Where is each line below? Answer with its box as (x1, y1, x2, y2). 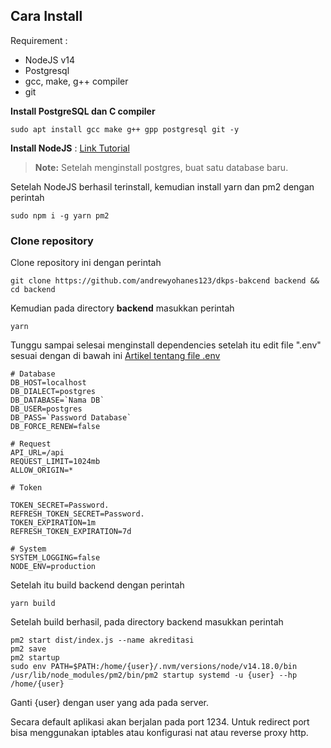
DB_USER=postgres (10, 404, 83, 414)
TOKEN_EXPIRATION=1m (10, 518, 97, 528)
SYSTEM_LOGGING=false (10, 553, 101, 563)
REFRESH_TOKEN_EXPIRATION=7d (10, 527, 132, 537)
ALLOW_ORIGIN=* (10, 465, 74, 476)
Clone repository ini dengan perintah (10, 257, 162, 269)
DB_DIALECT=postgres (10, 387, 97, 397)
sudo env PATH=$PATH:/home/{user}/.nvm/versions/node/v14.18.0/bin (10, 662, 298, 672)
